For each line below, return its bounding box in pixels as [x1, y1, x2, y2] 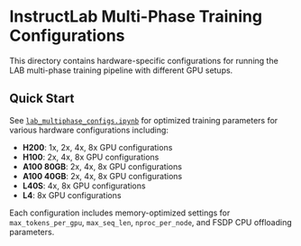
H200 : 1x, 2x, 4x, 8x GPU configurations [22, 141, 173, 152]
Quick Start [9, 91, 75, 106]
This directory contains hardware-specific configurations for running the [9, 55, 279, 66]
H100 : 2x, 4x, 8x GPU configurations [22, 151, 160, 162]
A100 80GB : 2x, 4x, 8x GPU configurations [22, 160, 183, 172]
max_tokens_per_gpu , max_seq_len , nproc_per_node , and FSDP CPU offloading [9, 216, 292, 227]
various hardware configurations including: [9, 124, 169, 135]
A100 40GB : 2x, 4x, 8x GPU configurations [22, 170, 183, 181]
